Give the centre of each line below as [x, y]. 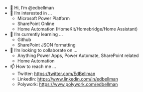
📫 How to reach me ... [33, 66]
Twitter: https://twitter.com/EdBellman [56, 73]
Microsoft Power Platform [43, 18]
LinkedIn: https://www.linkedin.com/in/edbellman [68, 79]
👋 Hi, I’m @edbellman [32, 8]
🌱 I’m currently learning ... [36, 34]
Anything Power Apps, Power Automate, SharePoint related [78, 55]
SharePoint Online [36, 23]
